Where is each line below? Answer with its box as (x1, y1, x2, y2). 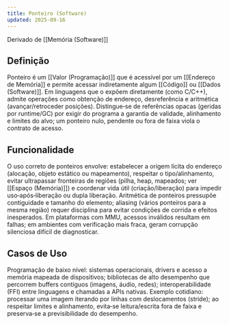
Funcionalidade (7, 144, 75, 155)
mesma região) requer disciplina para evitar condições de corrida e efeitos (7, 206, 217, 214)
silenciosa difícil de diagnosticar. (7, 227, 99, 236)
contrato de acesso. (7, 124, 64, 132)
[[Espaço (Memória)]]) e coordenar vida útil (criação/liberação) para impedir (7, 184, 222, 192)
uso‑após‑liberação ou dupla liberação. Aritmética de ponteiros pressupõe (7, 191, 217, 199)
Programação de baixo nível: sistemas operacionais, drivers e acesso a (7, 265, 207, 274)
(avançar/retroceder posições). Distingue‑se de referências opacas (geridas (7, 102, 221, 110)
